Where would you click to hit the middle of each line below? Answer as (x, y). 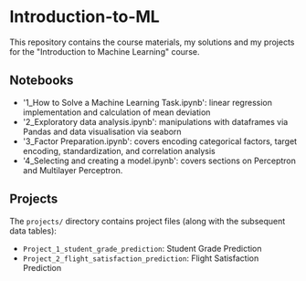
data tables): (33, 231)
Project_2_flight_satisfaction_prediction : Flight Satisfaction (141, 258)
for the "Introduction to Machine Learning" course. (105, 51)
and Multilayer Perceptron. (73, 170)
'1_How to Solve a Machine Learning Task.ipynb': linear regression (147, 102)
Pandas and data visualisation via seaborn (102, 131)
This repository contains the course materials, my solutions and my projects (152, 42)
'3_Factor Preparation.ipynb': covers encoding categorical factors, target (160, 141)
